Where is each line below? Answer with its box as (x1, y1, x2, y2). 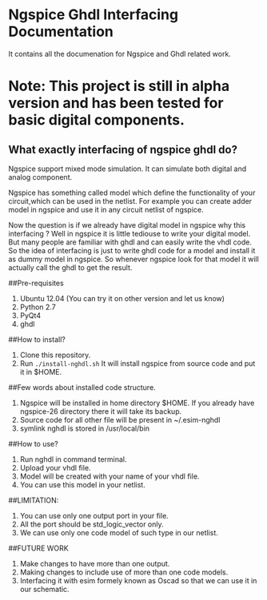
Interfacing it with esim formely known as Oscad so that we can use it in (19, 575, 257, 585)
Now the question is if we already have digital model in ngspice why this (8, 220, 246, 229)
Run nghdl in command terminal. (19, 454, 127, 464)
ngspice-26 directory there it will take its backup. (19, 406, 182, 416)
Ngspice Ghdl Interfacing (8, 6, 178, 24)
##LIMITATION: (8, 495, 59, 505)
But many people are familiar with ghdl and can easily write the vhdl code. (8, 237, 252, 247)
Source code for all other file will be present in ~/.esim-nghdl (19, 415, 221, 424)
